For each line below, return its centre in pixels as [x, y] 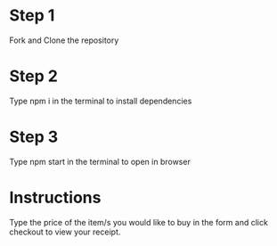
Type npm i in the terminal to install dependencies [101, 101]
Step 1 [32, 16]
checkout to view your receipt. [65, 232]
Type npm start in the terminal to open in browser [100, 161]
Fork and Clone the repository [64, 40]
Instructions [55, 198]
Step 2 [33, 76]
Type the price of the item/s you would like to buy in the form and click [139, 222]
